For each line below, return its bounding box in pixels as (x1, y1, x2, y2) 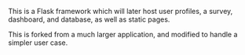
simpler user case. (8, 38, 68, 47)
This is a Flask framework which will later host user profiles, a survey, (8, 7, 233, 15)
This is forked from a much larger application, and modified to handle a (8, 30, 238, 39)
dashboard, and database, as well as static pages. (8, 15, 170, 24)
